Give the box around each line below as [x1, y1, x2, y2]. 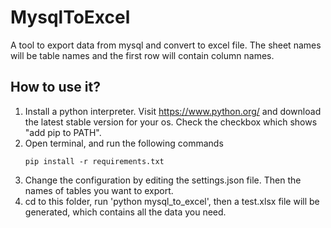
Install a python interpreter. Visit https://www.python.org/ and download [24, 105, 322, 117]
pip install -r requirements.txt [24, 156, 165, 166]
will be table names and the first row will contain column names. [10, 49, 275, 61]
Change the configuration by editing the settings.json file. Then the [24, 174, 302, 186]
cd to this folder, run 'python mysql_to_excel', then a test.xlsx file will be [24, 195, 320, 207]
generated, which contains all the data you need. [24, 206, 227, 218]
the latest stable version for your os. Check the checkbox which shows [24, 116, 318, 128]
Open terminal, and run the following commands [24, 137, 224, 149]
